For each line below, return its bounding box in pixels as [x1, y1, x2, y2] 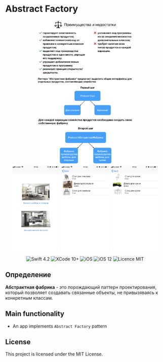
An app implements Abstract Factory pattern [12, 323, 107, 329]
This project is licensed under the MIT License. [5, 351, 103, 357]
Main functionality [5, 310, 65, 318]
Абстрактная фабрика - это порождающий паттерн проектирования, [5, 284, 157, 290]
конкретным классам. [5, 295, 53, 301]
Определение [5, 271, 52, 279]
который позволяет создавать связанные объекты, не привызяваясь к [5, 289, 158, 296]
